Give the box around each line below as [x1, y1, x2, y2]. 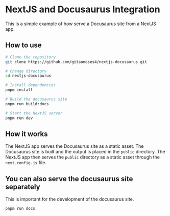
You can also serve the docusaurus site [5, 174, 133, 183]
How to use [5, 41, 42, 50]
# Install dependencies [5, 83, 56, 88]
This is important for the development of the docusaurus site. [5, 196, 134, 202]
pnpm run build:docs [5, 101, 50, 106]
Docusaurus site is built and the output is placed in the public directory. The [5, 149, 165, 155]
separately [5, 182, 40, 191]
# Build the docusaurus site [5, 96, 67, 102]
